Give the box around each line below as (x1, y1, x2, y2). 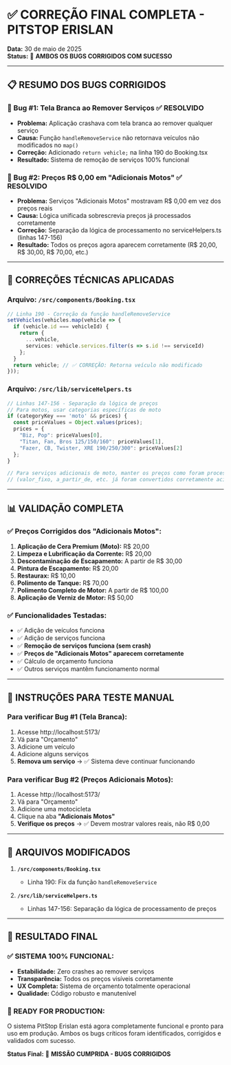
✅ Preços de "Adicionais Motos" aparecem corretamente (16, 650, 184, 658)
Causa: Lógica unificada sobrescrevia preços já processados (16, 211, 191, 219)
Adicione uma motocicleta (16, 805, 91, 813)
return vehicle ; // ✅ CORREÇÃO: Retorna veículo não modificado (13, 362, 203, 369)
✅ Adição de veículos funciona (16, 626, 105, 635)
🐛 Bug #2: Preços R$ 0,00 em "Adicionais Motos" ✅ (7, 173, 183, 182)
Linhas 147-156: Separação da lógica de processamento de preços (27, 904, 217, 912)
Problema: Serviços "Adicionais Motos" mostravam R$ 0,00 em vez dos (16, 197, 221, 205)
